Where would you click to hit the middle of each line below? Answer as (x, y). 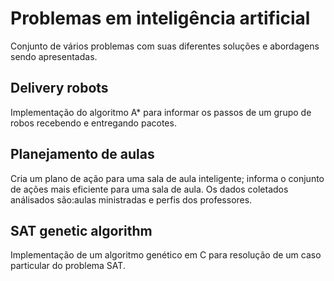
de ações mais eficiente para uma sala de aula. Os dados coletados (149, 189)
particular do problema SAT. (68, 266)
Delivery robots (59, 88)
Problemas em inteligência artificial (160, 18)
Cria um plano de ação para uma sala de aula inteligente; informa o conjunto (167, 178)
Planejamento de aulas (82, 154)
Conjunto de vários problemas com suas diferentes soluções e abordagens (165, 46)
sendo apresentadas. (54, 56)
